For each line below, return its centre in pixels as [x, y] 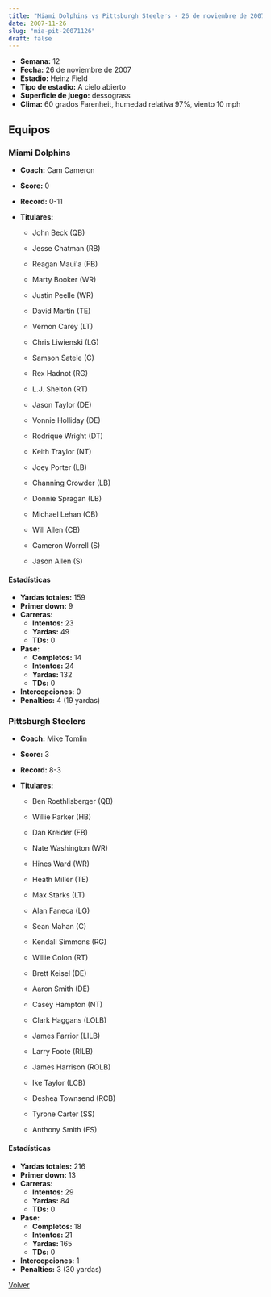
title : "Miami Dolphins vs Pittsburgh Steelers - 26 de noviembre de [128, 16]
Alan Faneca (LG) [61, 911]
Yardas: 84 [51, 1200]
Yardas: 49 [51, 632]
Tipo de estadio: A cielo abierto [73, 87]
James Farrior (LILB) [66, 1036]
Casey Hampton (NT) [67, 1005]
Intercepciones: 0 [50, 692]
